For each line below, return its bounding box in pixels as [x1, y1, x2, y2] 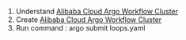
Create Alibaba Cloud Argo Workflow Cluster [15, 15, 162, 24]
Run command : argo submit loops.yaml [15, 24, 146, 32]
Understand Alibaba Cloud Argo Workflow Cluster [15, 7, 179, 16]
